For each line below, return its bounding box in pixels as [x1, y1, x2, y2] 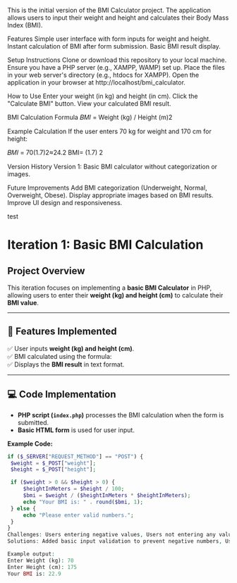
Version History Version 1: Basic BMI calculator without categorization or [7, 162, 217, 171]
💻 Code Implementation [7, 388, 116, 400]
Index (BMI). [7, 21, 43, 29]
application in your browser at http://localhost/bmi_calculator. [7, 78, 186, 87]
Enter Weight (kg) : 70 [7, 557, 74, 564]
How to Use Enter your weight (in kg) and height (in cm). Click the [7, 92, 198, 100]
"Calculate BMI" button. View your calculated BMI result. [7, 99, 171, 108]
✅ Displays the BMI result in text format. [7, 360, 125, 369]
